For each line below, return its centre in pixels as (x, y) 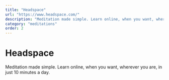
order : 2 (14, 28)
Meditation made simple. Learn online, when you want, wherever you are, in (84, 67)
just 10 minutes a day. (28, 72)
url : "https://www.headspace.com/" (43, 14)
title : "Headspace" (26, 10)
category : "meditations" (31, 24)
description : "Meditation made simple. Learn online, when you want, (80, 19)
